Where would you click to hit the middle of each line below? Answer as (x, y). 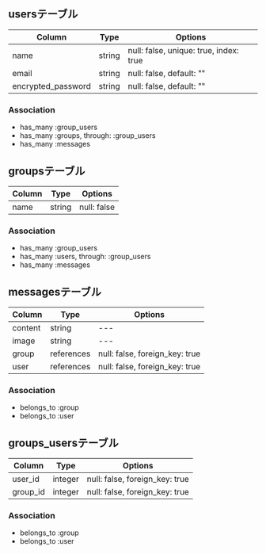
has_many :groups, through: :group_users (87, 136)
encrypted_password (51, 86)
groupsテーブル (47, 171)
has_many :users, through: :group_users (85, 257)
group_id (28, 492)
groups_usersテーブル (63, 443)
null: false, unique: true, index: (183, 50)
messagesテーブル (55, 292)
